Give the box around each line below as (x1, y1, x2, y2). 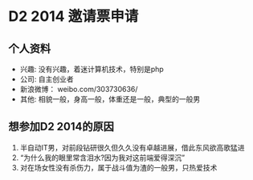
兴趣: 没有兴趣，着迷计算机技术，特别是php (19, 65, 165, 74)
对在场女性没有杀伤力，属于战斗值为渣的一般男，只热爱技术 (19, 162, 218, 172)
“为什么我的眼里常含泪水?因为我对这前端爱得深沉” (19, 153, 186, 162)
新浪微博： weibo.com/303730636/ (19, 85, 138, 94)
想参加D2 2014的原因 (8, 120, 115, 134)
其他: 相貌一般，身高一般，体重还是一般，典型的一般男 (19, 94, 201, 104)
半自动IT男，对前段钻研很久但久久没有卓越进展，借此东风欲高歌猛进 (19, 142, 245, 152)
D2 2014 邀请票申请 (8, 7, 139, 26)
